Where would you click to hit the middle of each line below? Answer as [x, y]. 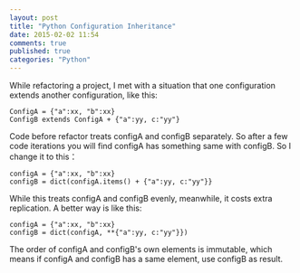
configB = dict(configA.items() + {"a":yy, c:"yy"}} [111, 182]
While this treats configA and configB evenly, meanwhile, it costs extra [141, 198]
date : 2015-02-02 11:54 [54, 34]
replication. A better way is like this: [76, 208]
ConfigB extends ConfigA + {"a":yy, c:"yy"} [95, 119]
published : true [40, 52]
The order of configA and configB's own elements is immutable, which [141, 249]
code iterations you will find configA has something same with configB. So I [150, 146]
